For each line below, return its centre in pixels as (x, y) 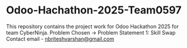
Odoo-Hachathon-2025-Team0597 (94, 10)
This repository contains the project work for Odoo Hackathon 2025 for (93, 26)
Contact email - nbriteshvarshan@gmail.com (60, 39)
